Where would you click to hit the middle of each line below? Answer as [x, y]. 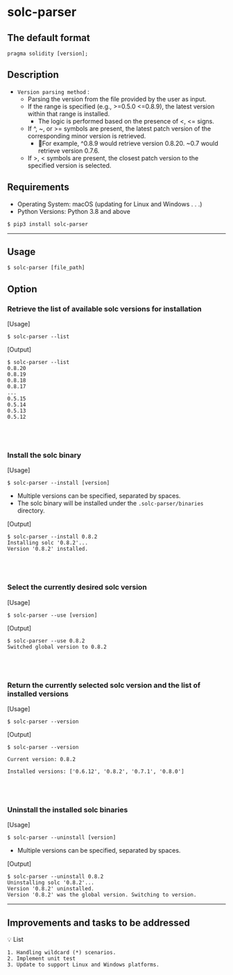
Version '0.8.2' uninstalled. [51, 889]
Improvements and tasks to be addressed [99, 923]
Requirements [38, 187]
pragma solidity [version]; [48, 53]
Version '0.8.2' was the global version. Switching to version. [102, 895]
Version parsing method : [53, 92]
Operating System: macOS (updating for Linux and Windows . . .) [110, 204]
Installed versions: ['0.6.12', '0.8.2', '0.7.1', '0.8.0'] [96, 772]
